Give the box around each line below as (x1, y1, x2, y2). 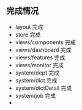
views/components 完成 (15, 38, 76, 46)
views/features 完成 (15, 54, 65, 61)
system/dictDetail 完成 (15, 84, 72, 92)
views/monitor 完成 (15, 61, 64, 68)
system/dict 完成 (15, 76, 58, 84)
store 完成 (15, 31, 41, 38)
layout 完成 (15, 23, 43, 31)
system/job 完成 (15, 92, 56, 99)
